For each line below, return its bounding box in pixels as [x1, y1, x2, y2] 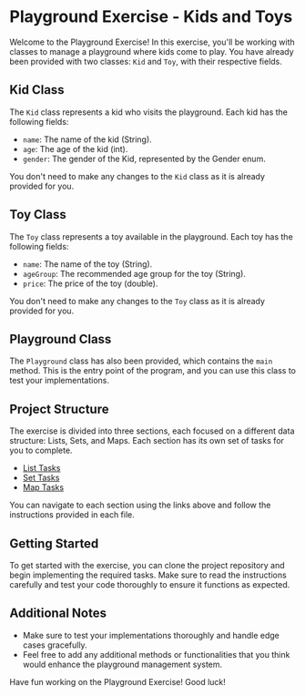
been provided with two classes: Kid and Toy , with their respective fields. [9, 56, 282, 67]
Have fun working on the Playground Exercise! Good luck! [9, 676, 226, 687]
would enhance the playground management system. [22, 659, 223, 670]
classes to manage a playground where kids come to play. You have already [9, 46, 294, 56]
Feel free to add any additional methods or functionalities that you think [22, 649, 290, 660]
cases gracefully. [22, 640, 88, 650]
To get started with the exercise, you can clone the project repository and [9, 560, 285, 570]
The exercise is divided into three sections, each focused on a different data [9, 425, 295, 436]
